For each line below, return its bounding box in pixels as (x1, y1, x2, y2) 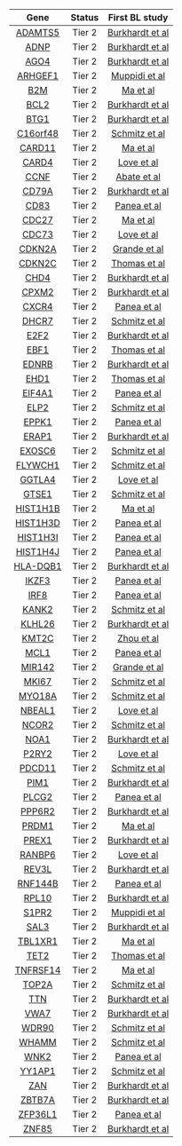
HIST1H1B (15, 502, 60, 514)
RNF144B (17, 878, 59, 889)
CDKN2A (19, 243, 57, 255)
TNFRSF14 (14, 964, 61, 976)
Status (70, 12, 99, 23)
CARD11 (19, 142, 56, 154)
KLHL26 (20, 618, 55, 629)
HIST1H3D (14, 517, 60, 529)
